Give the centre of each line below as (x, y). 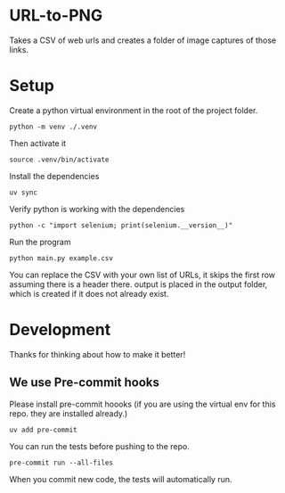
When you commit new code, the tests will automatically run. (121, 479)
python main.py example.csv (61, 258)
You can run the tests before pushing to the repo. (99, 446)
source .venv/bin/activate (59, 160)
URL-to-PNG (56, 16)
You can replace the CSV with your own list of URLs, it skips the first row (142, 275)
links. (19, 49)
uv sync (24, 193)
